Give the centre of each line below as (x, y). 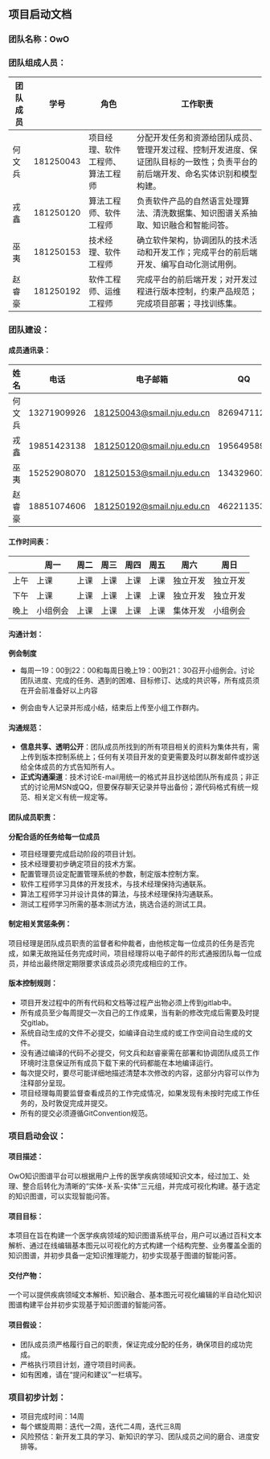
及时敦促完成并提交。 (77, 1103)
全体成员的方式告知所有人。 (73, 767)
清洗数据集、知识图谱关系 (201, 213)
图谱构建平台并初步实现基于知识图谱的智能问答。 (89, 1305)
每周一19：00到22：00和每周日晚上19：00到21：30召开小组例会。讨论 (137, 671)
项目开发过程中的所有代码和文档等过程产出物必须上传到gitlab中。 (128, 1002)
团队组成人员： (37, 63)
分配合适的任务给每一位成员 (54, 836)
